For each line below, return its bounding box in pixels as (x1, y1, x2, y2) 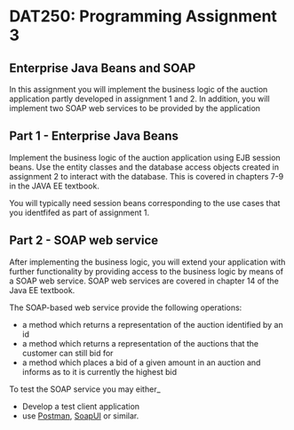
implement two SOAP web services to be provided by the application (9, 103, 260, 113)
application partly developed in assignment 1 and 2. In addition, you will (9, 93, 270, 104)
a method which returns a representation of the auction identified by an (21, 319, 283, 330)
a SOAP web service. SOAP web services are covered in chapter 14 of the (9, 275, 280, 286)
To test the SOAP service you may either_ (9, 384, 162, 394)
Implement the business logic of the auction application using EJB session (9, 152, 282, 163)
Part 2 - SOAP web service (9, 233, 159, 248)
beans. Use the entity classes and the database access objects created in (9, 162, 280, 172)
